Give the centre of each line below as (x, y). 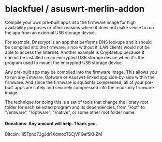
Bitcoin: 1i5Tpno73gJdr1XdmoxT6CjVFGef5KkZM (54, 134)
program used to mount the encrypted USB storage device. (64, 63)
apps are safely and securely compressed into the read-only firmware (84, 87)
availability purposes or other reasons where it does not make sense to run (80, 27)
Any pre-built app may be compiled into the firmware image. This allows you (81, 72)
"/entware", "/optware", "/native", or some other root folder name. (70, 112)
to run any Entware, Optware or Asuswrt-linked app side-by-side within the (80, 77)
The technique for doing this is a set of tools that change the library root (77, 102)
